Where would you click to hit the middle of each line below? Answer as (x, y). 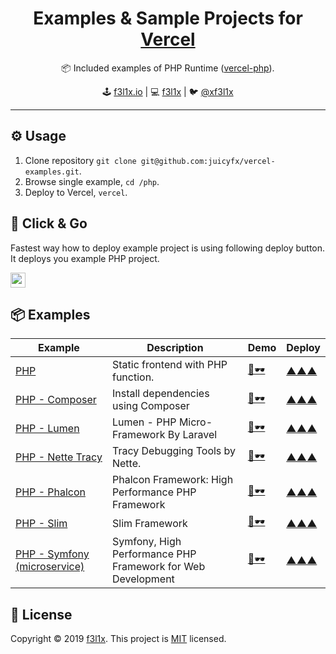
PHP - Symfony (52, 554)
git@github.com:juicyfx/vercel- (208, 161)
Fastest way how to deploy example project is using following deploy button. (168, 248)
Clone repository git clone (80, 160)
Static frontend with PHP (169, 365)
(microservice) (50, 567)
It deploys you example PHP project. (85, 258)
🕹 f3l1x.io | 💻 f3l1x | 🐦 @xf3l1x (168, 91)
